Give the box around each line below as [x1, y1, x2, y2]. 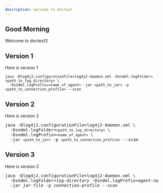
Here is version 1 [5, 65, 38, 71]
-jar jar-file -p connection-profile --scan [10, 182, 118, 188]
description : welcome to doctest [5, 7, 73, 12]
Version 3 [5, 151, 35, 159]
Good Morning [5, 25, 49, 33]
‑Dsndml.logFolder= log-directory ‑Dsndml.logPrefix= [10, 177, 138, 183]
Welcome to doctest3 [5, 38, 48, 44]
